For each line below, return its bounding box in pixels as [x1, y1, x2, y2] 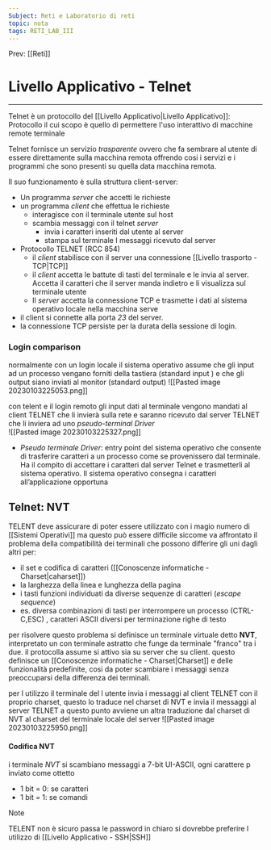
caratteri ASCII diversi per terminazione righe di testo [49, 614, 227, 624]
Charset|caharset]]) [19, 572, 86, 581]
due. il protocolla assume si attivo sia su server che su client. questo [8, 647, 236, 657]
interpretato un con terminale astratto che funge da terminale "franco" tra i [8, 639, 256, 648]
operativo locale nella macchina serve [31, 304, 159, 314]
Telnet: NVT [8, 500, 70, 513]
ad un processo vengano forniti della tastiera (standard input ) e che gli [8, 368, 244, 378]
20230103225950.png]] [8, 723, 89, 733]
